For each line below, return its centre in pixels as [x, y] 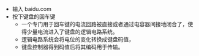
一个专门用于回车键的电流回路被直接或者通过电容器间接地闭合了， [104, 24]
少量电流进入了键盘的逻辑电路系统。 [72, 32]
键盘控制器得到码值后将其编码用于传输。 [72, 47]
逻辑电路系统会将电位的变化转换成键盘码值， [78, 39]
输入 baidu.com [32, 9]
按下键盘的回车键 [34, 16]
